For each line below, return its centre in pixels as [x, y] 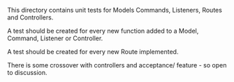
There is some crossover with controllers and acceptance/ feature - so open [117, 65]
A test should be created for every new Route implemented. [93, 52]
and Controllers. [30, 17]
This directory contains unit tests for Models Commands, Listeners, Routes [115, 10]
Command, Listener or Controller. [55, 38]
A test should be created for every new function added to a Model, [103, 31]
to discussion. [27, 73]
